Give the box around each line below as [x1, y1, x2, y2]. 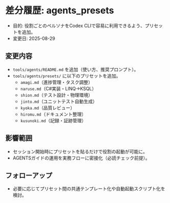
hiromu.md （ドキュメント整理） [20, 111, 87, 117]
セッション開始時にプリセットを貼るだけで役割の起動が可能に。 [12, 148, 147, 154]
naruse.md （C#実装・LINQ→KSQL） [20, 85, 97, 92]
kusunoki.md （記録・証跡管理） [20, 117, 87, 123]
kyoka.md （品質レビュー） [20, 104, 75, 110]
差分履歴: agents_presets [5, 5, 114, 16]
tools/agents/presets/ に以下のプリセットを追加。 [12, 73, 121, 79]
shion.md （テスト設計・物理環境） [20, 92, 93, 98]
